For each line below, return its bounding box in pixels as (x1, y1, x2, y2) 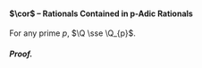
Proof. (9, 48, 33, 59)
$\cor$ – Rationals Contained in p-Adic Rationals (9, 8, 194, 19)
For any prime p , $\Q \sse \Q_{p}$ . (9, 28, 136, 38)
